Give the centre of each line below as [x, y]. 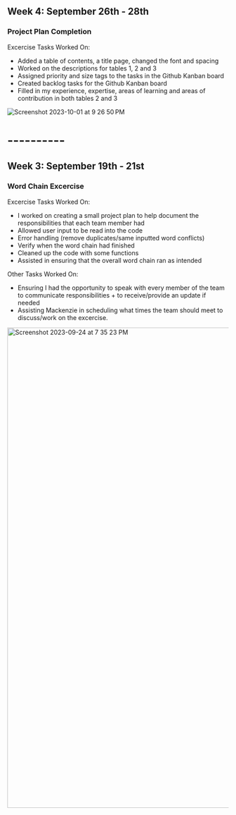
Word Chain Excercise [46, 186]
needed [28, 302]
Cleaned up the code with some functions [78, 252]
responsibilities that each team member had [81, 223]
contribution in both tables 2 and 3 [67, 98]
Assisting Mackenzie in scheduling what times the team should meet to [120, 310]
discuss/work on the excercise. [63, 317]
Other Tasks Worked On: [43, 274]
